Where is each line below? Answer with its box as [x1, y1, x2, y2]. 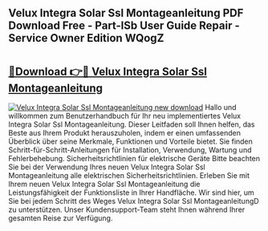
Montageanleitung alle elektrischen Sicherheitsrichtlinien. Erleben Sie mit [8, 171, 250, 180]
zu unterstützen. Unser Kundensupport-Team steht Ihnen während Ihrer [8, 205, 246, 214]
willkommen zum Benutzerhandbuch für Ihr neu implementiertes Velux [8, 111, 242, 120]
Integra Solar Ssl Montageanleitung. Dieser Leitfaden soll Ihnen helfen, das [8, 120, 255, 129]
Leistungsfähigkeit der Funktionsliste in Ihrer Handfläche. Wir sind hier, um [8, 188, 254, 197]
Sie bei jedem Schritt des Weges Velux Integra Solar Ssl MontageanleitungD [8, 197, 259, 205]
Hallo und [204, 103, 237, 111]
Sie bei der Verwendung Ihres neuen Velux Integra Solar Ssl [8, 162, 206, 172]
